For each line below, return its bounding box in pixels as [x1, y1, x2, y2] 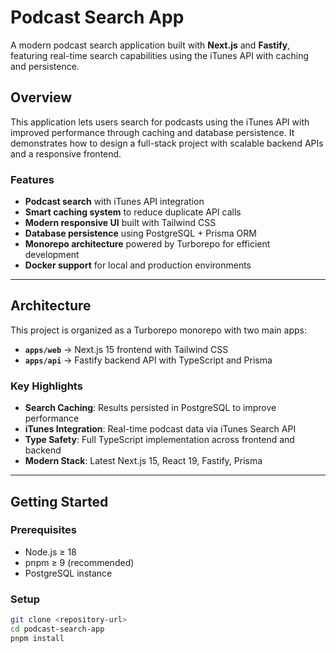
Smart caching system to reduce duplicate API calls [24, 206, 242, 218]
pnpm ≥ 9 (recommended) [24, 556, 135, 568]
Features [10, 172, 55, 186]
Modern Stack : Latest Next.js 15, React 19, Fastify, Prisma [24, 455, 263, 467]
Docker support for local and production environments [24, 259, 252, 271]
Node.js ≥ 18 [24, 546, 77, 558]
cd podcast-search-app [10, 624, 105, 635]
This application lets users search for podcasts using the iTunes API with [10, 116, 310, 128]
